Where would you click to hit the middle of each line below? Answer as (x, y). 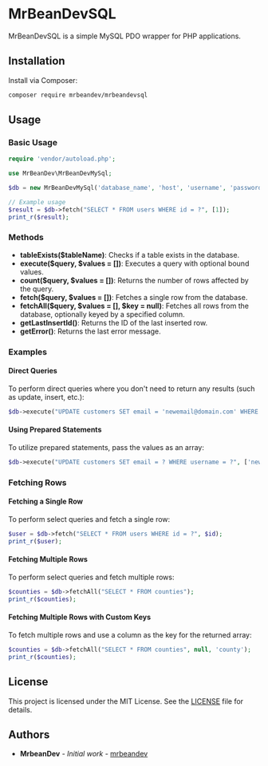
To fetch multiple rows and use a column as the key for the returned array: (130, 634)
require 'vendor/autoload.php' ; (62, 159)
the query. (37, 289)
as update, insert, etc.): (47, 397)
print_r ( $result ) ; (39, 217)
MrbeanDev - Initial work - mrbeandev (84, 754)
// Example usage (37, 202)
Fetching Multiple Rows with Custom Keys (80, 617)
